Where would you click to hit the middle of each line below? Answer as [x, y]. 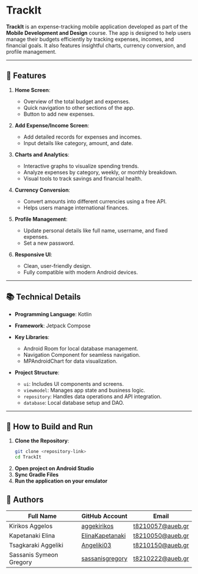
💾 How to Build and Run [49, 426]
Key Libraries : [32, 337]
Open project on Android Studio [54, 468]
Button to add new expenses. [59, 114]
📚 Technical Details [44, 297]
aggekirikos [98, 526]
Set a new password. [49, 243]
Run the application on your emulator [61, 481]
